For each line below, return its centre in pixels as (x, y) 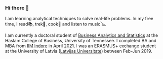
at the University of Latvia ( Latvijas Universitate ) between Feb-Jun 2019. (79, 51)
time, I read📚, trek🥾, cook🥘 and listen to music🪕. (56, 24)
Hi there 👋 (17, 8)
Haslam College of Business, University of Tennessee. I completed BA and (81, 41)
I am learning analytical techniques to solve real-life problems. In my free (79, 19)
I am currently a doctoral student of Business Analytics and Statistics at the (81, 35)
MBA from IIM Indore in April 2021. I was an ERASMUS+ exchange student (81, 46)
